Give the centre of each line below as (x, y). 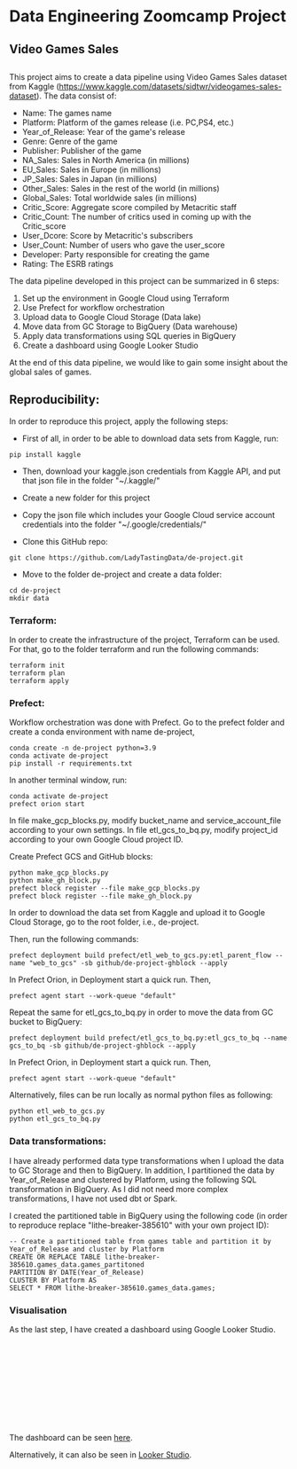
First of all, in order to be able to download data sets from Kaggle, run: (150, 438)
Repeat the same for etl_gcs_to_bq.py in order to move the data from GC (141, 1012)
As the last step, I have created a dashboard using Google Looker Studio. (143, 1329)
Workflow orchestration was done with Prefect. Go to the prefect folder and (147, 723)
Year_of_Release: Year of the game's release (104, 131)
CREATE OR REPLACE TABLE (55, 1257)
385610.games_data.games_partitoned (77, 1265)
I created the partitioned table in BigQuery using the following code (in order (148, 1215)
